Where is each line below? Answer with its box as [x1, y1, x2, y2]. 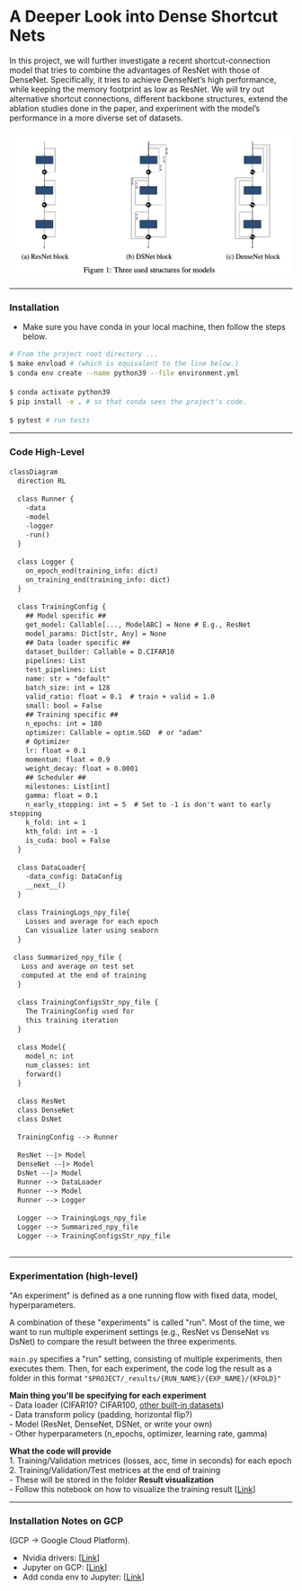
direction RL [17, 476, 67, 485]
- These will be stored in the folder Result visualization [9, 1474, 214, 1485]
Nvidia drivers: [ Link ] [22, 1552, 101, 1563]
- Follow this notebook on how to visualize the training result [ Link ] [9, 1483, 256, 1494]
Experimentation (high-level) [9, 1269, 138, 1282]
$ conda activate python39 [9, 387, 111, 396]
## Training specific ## [25, 710, 119, 719]
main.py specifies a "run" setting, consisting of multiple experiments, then [9, 1353, 283, 1364]
